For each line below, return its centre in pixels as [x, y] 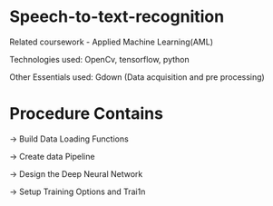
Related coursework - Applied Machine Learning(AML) [111, 42]
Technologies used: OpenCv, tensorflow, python [99, 59]
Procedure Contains [86, 114]
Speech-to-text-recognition [117, 17]
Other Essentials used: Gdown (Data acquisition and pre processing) [137, 77]
